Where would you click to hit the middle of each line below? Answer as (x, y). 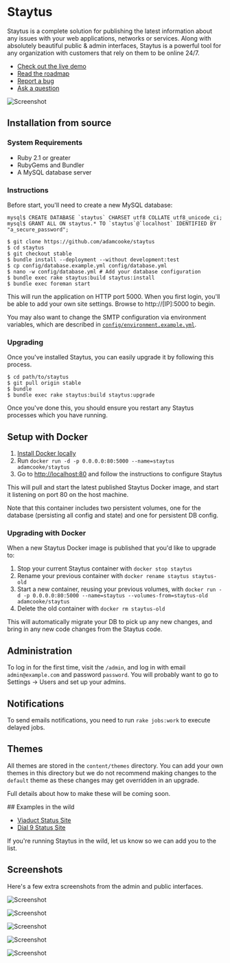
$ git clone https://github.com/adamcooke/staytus (81, 241)
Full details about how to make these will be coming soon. (89, 793)
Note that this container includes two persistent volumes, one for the (104, 508)
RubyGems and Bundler (50, 165)
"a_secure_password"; (38, 230)
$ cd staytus (26, 247)
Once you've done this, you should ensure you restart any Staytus (101, 408)
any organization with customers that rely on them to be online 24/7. (104, 53)
